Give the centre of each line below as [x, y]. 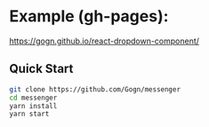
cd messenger [33, 98]
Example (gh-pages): [89, 16]
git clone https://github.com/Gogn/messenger [95, 89]
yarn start [29, 114]
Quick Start [41, 69]
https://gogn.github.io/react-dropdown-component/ [104, 41]
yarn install [33, 106]
